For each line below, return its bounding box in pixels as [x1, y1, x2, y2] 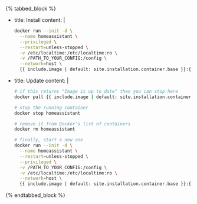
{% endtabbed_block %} [5, 192, 65, 199]
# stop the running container [14, 105, 89, 111]
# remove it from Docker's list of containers [14, 121, 131, 127]
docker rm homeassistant [14, 127, 75, 132]
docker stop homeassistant [14, 110, 81, 116]
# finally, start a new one [14, 137, 83, 143]
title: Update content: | [14, 77, 69, 84]
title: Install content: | [14, 17, 65, 23]
